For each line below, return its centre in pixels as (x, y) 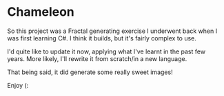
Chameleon (41, 12)
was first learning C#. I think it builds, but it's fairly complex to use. (102, 38)
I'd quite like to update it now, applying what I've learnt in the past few (106, 51)
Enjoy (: (18, 85)
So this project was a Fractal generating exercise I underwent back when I (112, 31)
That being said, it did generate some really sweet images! (90, 72)
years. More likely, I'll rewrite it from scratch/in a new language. (97, 58)
